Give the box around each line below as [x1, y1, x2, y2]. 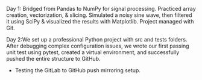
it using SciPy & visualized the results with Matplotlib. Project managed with [6, 18, 194, 25]
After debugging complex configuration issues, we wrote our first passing [6, 42, 189, 49]
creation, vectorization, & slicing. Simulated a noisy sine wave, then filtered [6, 11, 192, 19]
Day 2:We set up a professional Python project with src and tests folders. [6, 36, 188, 43]
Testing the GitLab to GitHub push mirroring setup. [14, 67, 140, 74]
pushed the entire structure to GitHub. [6, 55, 101, 62]
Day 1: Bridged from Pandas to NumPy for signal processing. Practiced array [6, 5, 196, 12]
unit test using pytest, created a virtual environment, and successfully [6, 49, 180, 56]
